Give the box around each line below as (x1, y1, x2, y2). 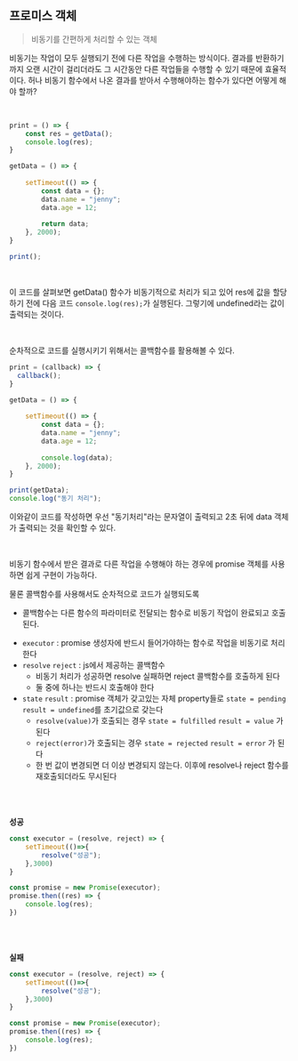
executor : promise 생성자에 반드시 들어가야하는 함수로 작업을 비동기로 (21, 638, 270, 648)
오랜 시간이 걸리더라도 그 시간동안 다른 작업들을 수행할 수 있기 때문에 (25, 63, 263, 74)
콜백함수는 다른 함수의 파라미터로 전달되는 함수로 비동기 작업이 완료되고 (21, 607, 270, 618)
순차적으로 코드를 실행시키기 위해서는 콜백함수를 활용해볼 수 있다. (9, 345, 236, 356)
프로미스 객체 (9, 8, 77, 24)
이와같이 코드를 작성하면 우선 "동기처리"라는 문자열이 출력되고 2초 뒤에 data (9, 511, 273, 522)
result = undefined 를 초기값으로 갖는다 (21, 704, 164, 715)
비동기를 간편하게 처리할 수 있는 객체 (30, 34, 157, 44)
